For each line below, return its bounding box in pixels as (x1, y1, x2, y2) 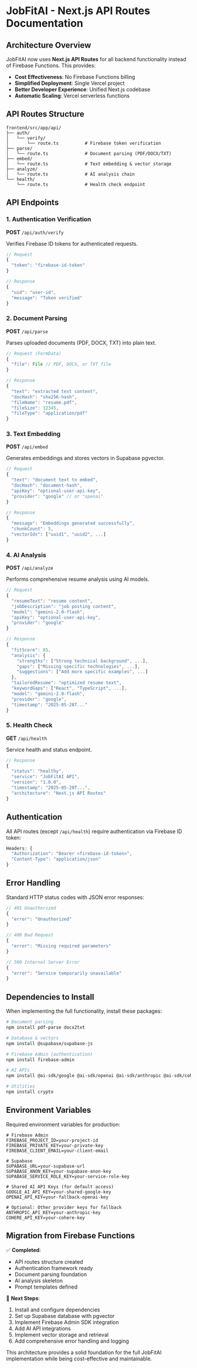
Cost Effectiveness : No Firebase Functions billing (14, 74, 135, 80)
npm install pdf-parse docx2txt (6, 1025, 85, 1030)
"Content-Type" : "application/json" (11, 856, 101, 863)
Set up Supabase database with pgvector (14, 1312, 115, 1319)
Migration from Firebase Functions (6, 1231, 135, 1241)
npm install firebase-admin (6, 1056, 75, 1063)
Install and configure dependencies (14, 1306, 101, 1313)
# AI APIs (6, 1068, 30, 1073)
